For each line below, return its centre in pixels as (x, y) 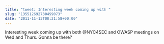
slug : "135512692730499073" (34, 14)
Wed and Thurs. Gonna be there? (39, 37)
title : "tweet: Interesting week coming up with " (58, 9)
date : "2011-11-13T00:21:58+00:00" (41, 18)
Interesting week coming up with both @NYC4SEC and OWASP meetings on (82, 32)
